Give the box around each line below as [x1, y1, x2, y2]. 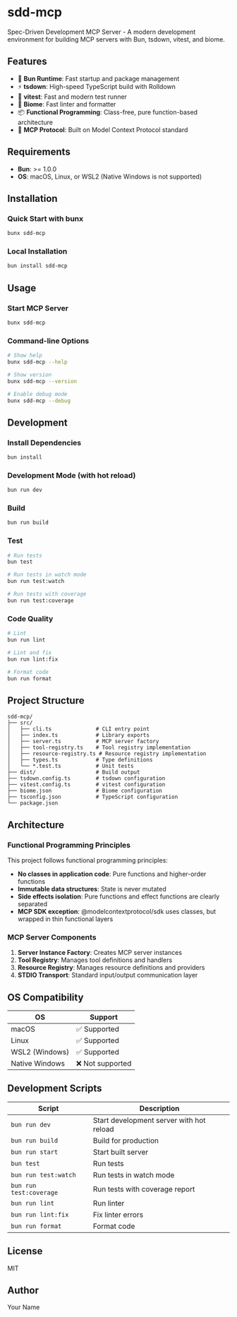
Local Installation [7, 246, 68, 256]
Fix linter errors [92, 1210, 143, 1220]
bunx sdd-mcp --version [7, 378, 78, 385]
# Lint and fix [7, 649, 52, 656]
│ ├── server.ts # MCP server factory [7, 738, 159, 745]
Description [139, 1103, 180, 1113]
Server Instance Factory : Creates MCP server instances [17, 949, 182, 957]
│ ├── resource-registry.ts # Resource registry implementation [7, 750, 207, 757]
